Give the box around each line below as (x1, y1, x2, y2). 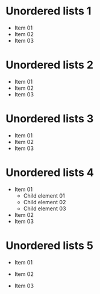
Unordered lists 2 (5, 58, 94, 72)
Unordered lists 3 (5, 112, 94, 126)
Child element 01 (23, 192, 65, 199)
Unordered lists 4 (5, 166, 94, 179)
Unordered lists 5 (5, 239, 94, 252)
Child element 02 (23, 198, 66, 205)
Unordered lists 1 (5, 4, 92, 18)
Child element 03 (23, 205, 66, 212)
